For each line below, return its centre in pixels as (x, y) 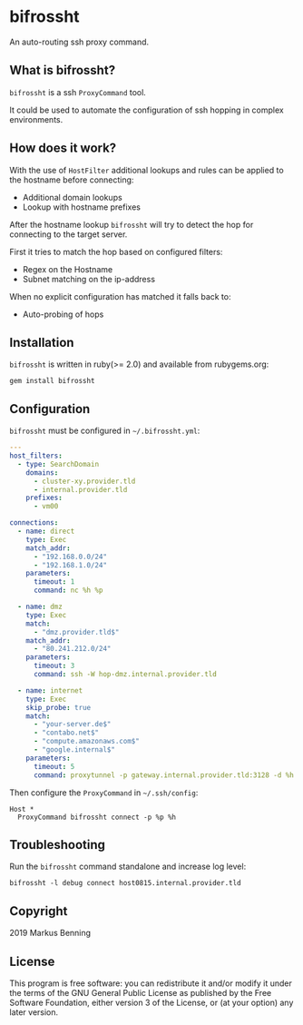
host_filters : (36, 456)
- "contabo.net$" (66, 733)
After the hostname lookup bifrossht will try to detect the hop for (132, 224)
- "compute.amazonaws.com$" (87, 742)
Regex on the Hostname (68, 269)
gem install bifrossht (52, 381)
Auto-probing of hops (63, 314)
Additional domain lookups (72, 197)
